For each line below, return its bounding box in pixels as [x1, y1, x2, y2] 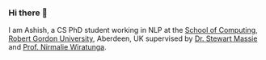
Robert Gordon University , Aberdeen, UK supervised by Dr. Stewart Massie [8, 34, 258, 43]
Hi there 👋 [8, 7, 49, 18]
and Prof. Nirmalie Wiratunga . [8, 42, 107, 52]
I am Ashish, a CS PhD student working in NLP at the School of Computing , [8, 26, 258, 35]
